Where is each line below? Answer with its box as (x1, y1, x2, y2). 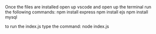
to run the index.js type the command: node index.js (5, 23, 109, 29)
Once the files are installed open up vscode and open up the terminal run (5, 4, 152, 10)
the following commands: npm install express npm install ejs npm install (5, 9, 148, 15)
